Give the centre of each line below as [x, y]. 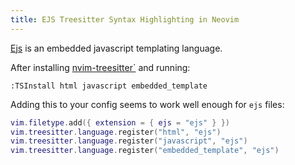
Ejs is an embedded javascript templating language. [116, 48]
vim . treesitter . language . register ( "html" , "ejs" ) [116, 132]
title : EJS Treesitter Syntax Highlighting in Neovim [125, 19]
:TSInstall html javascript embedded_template [109, 86]
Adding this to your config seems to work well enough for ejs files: [147, 104]
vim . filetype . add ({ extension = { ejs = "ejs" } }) [120, 122]
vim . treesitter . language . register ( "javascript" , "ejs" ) [129, 141]
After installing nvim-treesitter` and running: [100, 67]
